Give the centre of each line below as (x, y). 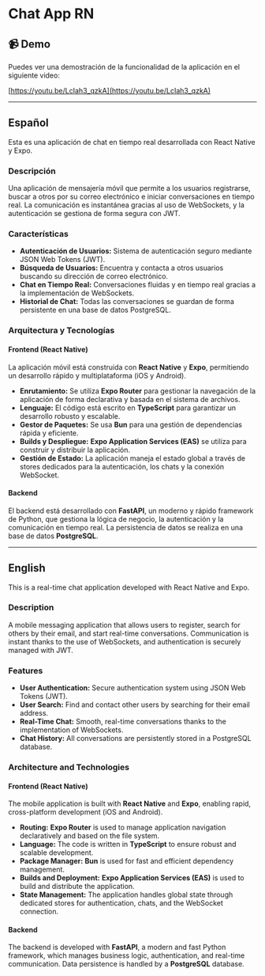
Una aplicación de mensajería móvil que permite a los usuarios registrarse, (129, 188)
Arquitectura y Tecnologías (62, 331)
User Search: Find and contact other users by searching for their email (134, 704)
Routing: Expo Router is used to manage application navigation (123, 827)
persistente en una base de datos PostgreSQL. (95, 310)
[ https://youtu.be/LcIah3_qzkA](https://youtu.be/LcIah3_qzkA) (110, 91)
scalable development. (56, 853)
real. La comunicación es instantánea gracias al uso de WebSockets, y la (126, 205)
